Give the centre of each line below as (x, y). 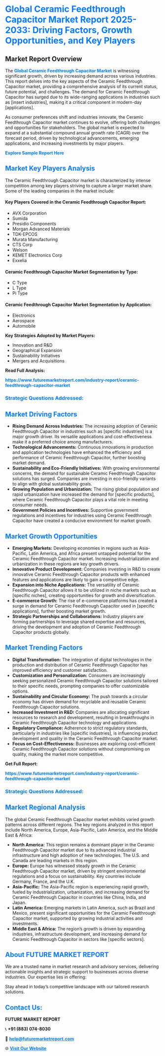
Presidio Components (34, 224)
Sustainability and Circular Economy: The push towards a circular (80, 696)
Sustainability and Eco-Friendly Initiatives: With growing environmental (86, 468)
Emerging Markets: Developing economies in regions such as (75, 548)
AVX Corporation (29, 213)
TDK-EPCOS (25, 234)
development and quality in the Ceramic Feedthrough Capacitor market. (85, 738)
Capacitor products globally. (41, 632)
